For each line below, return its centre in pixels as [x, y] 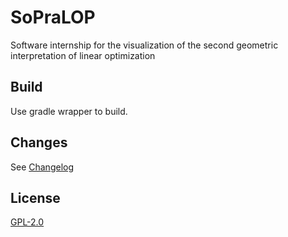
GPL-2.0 [27, 222]
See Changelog [42, 167]
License [35, 197]
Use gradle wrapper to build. [69, 111]
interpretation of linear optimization [83, 55]
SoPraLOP [53, 17]
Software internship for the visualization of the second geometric [144, 45]
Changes [39, 142]
